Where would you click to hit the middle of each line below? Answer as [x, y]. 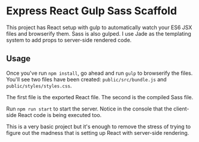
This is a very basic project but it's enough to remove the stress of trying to [99, 127]
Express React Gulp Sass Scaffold [92, 11]
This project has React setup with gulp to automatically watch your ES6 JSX [99, 27]
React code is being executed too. [60, 115]
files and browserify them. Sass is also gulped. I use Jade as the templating [99, 33]
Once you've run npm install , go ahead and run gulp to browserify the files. [99, 73]
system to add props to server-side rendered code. [69, 40]
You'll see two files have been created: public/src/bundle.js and [86, 79]
